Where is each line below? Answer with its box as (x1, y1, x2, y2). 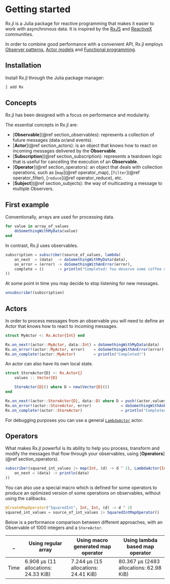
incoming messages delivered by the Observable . (12, 148, 117, 154)
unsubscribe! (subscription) (5, 290, 65, 295)
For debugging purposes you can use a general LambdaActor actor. (5, 417, 143, 423)
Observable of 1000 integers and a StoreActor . (5, 525, 103, 531)
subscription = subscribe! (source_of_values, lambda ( (5, 252, 121, 257)
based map (126, 543, 154, 550)
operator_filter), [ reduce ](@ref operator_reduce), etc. (12, 175, 123, 181)
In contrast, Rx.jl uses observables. (5, 242, 78, 249)
